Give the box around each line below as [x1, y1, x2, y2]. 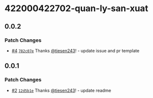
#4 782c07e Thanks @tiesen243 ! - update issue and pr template [11, 48, 140, 53]
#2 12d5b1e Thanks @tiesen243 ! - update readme [11, 87, 112, 93]
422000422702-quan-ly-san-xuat [4, 3, 149, 14]
